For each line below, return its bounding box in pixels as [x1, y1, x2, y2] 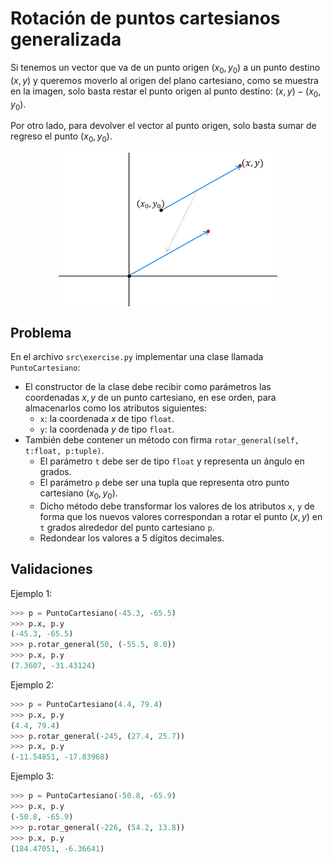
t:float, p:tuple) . [24, 445, 105, 457]
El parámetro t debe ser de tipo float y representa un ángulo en [39, 455, 305, 467]
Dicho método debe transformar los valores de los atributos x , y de [39, 500, 315, 512]
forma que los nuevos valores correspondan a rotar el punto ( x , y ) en [39, 510, 323, 522]
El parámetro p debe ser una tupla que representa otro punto [39, 477, 290, 489]
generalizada [10, 28, 122, 51]
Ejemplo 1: [10, 587, 53, 599]
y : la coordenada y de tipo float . [39, 423, 175, 436]
